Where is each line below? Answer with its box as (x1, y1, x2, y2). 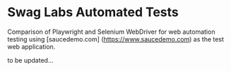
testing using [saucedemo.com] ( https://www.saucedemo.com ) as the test (7, 34, 225, 43)
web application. (7, 42, 56, 51)
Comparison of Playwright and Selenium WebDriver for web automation (7, 27, 215, 36)
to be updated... (7, 56, 54, 64)
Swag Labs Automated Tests (7, 4, 179, 20)
